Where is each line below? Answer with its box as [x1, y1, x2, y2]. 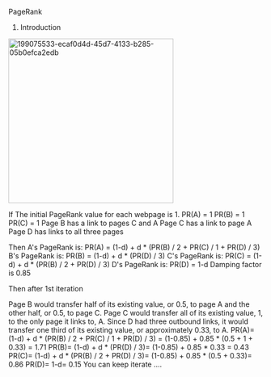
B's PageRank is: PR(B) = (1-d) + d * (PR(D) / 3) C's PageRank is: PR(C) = [8, 251, 252, 261]
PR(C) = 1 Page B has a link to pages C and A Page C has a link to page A [8, 218, 252, 228]
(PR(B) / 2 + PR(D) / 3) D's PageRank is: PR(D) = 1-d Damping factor [36, 260, 262, 269]
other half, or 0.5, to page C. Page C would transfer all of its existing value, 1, [8, 308, 263, 317]
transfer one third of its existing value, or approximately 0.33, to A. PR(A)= [8, 325, 255, 334]
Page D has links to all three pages [8, 227, 124, 237]
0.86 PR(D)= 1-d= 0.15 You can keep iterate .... [8, 359, 163, 369]
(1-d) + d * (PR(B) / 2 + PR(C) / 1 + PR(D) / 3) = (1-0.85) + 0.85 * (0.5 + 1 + [8, 334, 253, 343]
